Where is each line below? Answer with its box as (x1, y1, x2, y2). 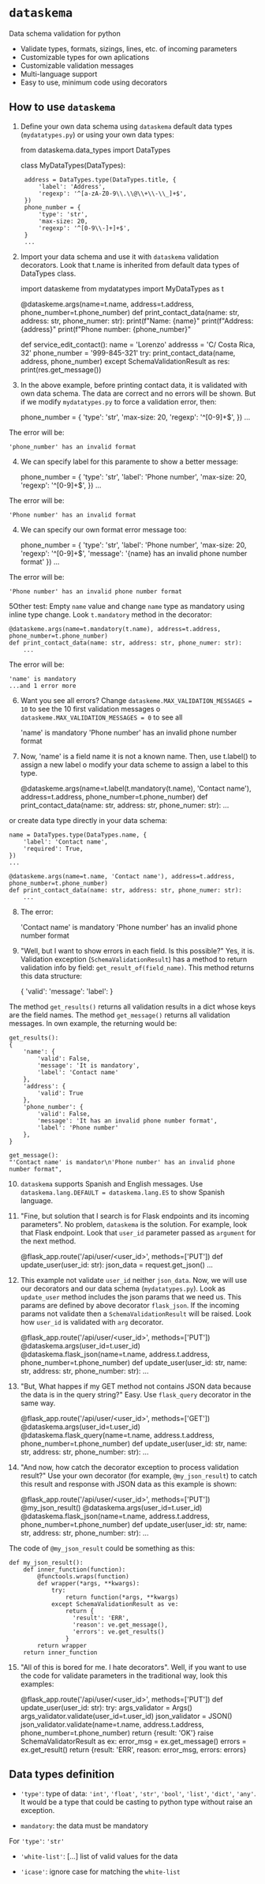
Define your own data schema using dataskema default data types (20, 121, 233, 131)
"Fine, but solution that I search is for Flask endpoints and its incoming (20, 1211, 249, 1220)
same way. (20, 1398, 56, 1408)
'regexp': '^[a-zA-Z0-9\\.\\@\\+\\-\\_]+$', (38, 190, 188, 197)
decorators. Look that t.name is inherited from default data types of (20, 260, 240, 269)
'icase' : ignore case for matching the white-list (20, 1867, 181, 1876)
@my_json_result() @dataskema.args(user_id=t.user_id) (20, 1502, 203, 1512)
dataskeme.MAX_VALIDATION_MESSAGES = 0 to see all (20, 713, 183, 722)
